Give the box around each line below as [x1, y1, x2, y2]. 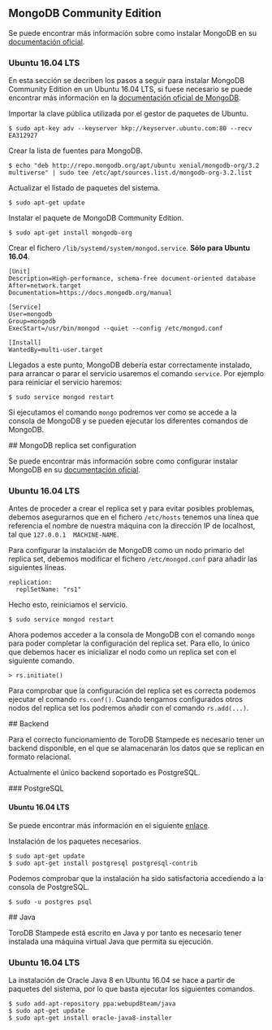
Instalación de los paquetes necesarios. [8, 836, 141, 846]
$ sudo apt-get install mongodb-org [8, 229, 132, 237]
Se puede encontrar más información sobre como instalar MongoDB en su [8, 28, 257, 37]
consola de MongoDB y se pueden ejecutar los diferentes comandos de [8, 416, 248, 426]
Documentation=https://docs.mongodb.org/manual [8, 289, 173, 297]
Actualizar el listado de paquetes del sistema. [8, 183, 161, 193]
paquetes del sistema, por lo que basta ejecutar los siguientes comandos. [8, 984, 256, 993]
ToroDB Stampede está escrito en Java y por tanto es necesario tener [8, 927, 242, 937]
